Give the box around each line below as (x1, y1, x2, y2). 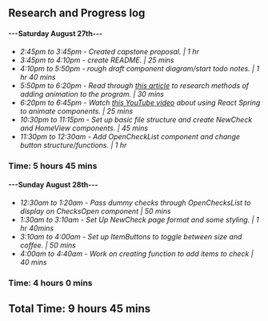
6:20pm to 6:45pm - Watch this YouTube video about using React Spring (19, 98, 261, 107)
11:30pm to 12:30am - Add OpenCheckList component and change (19, 131, 241, 141)
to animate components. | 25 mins (19, 106, 134, 115)
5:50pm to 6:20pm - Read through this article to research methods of (19, 80, 250, 90)
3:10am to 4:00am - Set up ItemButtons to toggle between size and (19, 231, 242, 241)
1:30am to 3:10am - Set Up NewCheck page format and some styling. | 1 (19, 215, 259, 224)
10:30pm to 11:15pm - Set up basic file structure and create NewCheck (19, 114, 253, 124)
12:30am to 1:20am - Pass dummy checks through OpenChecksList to (19, 198, 251, 207)
